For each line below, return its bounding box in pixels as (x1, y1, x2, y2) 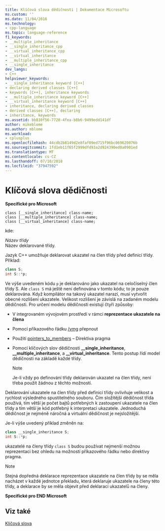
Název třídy (5, 238, 29, 244)
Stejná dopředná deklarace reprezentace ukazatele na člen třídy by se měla (5, 473, 159, 479)
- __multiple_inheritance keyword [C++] (5, 94, 90, 99)
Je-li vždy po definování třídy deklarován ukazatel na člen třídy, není (12, 375, 151, 381)
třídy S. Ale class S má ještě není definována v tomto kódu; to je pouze (5, 286, 149, 292)
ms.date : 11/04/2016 (5, 16, 48, 21)
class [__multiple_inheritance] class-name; (5, 215, 98, 220)
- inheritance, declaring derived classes (5, 104, 94, 109)
